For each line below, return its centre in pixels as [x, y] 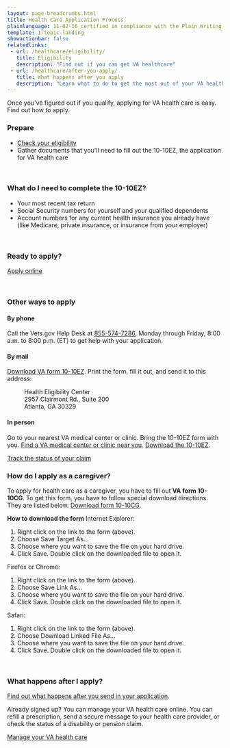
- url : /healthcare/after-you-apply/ [64, 70]
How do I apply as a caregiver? [59, 476]
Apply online [25, 271]
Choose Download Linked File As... [66, 635]
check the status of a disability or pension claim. [75, 724]
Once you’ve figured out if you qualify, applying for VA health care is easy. [112, 103]
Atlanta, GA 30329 [50, 407]
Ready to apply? [35, 256]
